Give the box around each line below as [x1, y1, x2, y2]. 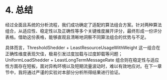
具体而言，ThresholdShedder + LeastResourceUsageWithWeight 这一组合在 [5, 44, 161, 50]
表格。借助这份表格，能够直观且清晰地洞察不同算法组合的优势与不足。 [5, 34, 149, 40]
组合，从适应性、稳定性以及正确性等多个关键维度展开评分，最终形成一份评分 [5, 28, 162, 34]
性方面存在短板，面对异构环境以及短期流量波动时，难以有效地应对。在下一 [5, 63, 158, 69]
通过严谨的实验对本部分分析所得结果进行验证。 [26, 69, 123, 75]
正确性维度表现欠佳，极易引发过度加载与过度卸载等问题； [5, 50, 123, 57]
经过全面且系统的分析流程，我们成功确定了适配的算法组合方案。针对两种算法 [5, 22, 162, 28]
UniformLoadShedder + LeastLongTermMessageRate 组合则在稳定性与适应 [5, 57, 159, 63]
